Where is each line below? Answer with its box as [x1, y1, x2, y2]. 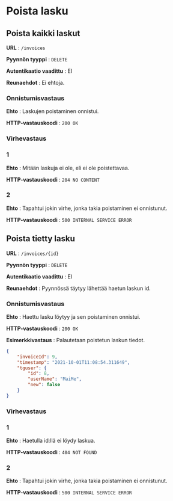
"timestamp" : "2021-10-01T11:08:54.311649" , [17, 359, 130, 365]
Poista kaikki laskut [6, 28, 80, 38]
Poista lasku [6, 4, 68, 18]
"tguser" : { [17, 365, 47, 371]
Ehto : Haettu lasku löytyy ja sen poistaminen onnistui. [6, 313, 141, 320]
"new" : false [28, 382, 61, 388]
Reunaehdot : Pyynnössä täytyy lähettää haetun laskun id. [6, 284, 151, 292]
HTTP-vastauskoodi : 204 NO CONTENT [6, 176, 100, 183]
